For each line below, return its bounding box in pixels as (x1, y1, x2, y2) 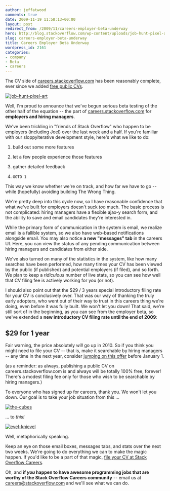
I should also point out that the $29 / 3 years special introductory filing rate (5, 287, 161, 293)
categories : (5, 50, 30, 55)
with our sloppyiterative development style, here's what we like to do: (5, 134, 150, 140)
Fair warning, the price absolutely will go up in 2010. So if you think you (5, 342, 154, 348)
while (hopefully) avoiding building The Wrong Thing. (5, 188, 116, 195)
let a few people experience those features (12, 154, 102, 160)
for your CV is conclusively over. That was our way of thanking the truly (5, 292, 154, 299)
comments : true (5, 12, 37, 17)
